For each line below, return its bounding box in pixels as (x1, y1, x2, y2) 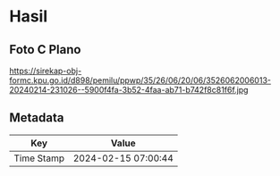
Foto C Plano (9, 42, 81, 57)
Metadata (9, 110, 64, 126)
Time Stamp (13, 152, 65, 164)
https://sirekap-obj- (9, 65, 82, 76)
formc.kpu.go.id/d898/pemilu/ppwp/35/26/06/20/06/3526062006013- (9, 75, 271, 86)
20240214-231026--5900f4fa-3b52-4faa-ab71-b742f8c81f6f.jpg (9, 85, 249, 95)
